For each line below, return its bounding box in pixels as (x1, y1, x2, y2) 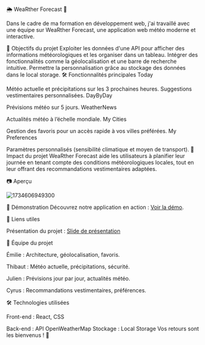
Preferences (6, 134, 38, 141)
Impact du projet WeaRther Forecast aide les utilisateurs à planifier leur (6, 153, 185, 159)
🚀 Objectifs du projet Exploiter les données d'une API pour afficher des (6, 45, 185, 51)
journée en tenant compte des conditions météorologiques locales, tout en (6, 159, 195, 166)
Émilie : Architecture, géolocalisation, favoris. (6, 251, 121, 258)
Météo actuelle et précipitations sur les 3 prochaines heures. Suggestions (6, 85, 192, 93)
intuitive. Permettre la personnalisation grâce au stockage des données (6, 64, 186, 71)
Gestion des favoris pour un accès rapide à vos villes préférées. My (6, 127, 177, 134)
